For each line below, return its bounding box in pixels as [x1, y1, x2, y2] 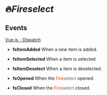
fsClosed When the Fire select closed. [12, 85, 91, 91]
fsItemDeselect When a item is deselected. [12, 66, 102, 72]
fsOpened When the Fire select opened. [12, 76, 94, 81]
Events [5, 23, 27, 32]
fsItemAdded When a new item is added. [12, 46, 97, 52]
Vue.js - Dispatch [5, 37, 41, 43]
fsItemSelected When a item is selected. [12, 56, 97, 62]
